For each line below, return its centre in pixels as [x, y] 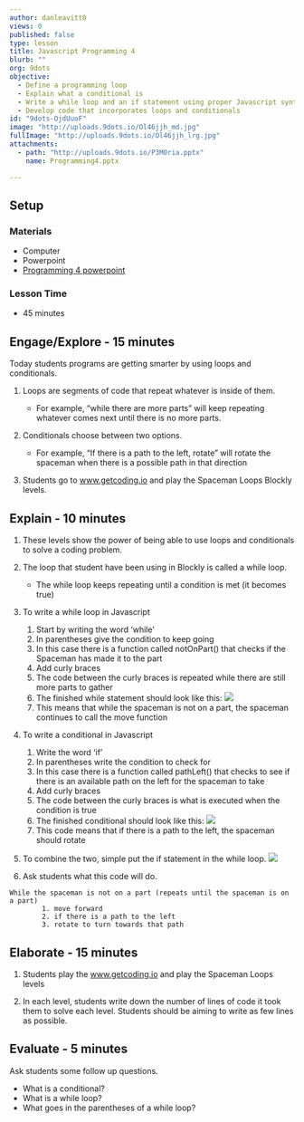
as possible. [45, 1021]
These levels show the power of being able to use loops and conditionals [158, 541]
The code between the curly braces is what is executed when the [158, 801]
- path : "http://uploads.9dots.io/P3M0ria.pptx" [111, 152]
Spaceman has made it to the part [99, 658]
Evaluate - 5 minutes [69, 1049]
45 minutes [43, 313]
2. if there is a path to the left [109, 917]
